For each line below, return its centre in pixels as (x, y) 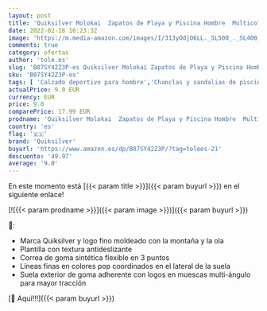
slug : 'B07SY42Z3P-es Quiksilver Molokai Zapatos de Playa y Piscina (126, 68)
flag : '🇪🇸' (28, 134)
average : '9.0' (33, 164)
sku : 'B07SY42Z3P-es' (44, 75)
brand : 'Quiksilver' (43, 141)
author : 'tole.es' (39, 60)
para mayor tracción (53, 283)
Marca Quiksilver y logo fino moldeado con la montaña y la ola (122, 241)
